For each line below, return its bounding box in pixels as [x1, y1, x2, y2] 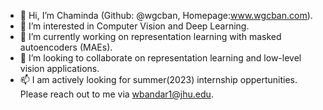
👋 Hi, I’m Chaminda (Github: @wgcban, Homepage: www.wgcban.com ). [19, 10, 313, 21]
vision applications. [19, 63, 100, 74]
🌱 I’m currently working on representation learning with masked [19, 31, 282, 42]
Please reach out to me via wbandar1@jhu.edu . [19, 88, 214, 100]
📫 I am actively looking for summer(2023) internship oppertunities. [19, 74, 298, 85]
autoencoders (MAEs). [19, 41, 113, 53]
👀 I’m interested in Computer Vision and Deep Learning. [19, 20, 250, 32]
